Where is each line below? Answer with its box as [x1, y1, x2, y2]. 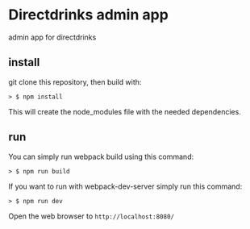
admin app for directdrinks [8, 32, 97, 42]
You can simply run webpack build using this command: [8, 152, 194, 161]
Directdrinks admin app [8, 6, 169, 24]
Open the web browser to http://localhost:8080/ [8, 211, 175, 221]
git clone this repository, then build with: [8, 77, 142, 86]
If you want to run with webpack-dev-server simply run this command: [8, 181, 243, 191]
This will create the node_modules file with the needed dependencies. [8, 106, 242, 116]
